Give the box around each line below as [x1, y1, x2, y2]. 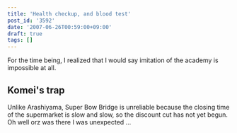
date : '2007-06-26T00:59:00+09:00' [7, 23, 112, 30]
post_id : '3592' [7, 17, 55, 24]
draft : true [7, 30, 42, 37]
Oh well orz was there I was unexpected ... [7, 117, 132, 126]
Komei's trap [7, 84, 65, 96]
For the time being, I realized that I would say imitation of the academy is [7, 56, 219, 64]
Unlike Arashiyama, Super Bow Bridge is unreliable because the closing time [7, 103, 230, 111]
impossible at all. [7, 64, 57, 72]
